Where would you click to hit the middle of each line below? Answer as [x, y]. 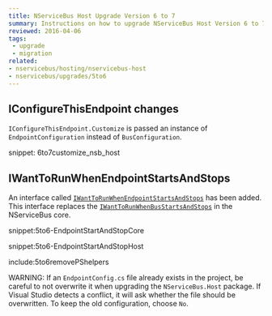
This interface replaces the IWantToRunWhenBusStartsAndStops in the [121, 207]
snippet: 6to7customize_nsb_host [64, 153]
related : [23, 62]
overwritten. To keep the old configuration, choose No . [98, 304]
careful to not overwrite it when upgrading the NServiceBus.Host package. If [135, 286]
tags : [17, 38]
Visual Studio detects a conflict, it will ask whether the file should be [122, 295]
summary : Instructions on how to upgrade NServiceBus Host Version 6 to [134, 23]
